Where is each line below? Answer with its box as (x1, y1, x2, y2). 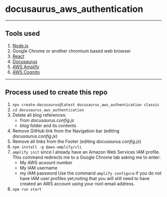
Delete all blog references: (12, 112, 67, 118)
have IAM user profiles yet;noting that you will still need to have (19, 175, 150, 181)
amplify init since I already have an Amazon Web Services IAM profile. (12, 149, 161, 155)
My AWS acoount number (19, 159, 73, 165)
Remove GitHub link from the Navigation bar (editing (12, 128, 120, 134)
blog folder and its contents (19, 122, 77, 128)
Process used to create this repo (5, 88, 108, 97)
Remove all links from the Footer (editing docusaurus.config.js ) (12, 138, 142, 144)
